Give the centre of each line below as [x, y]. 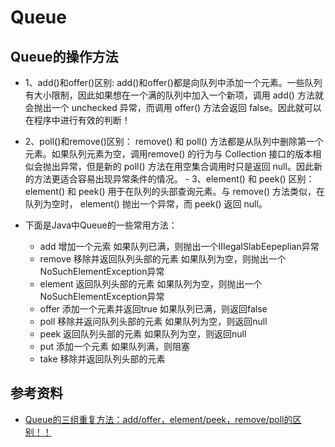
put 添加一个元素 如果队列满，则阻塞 [114, 346]
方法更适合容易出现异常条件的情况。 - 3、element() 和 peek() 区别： [174, 179]
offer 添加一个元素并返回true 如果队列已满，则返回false [153, 309]
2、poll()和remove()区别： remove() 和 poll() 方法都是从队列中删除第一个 [174, 141]
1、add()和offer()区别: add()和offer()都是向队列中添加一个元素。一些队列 [173, 82]
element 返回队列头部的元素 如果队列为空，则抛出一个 [151, 284]
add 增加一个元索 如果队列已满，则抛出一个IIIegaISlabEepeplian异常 [179, 246]
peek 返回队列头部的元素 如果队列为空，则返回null [143, 334]
